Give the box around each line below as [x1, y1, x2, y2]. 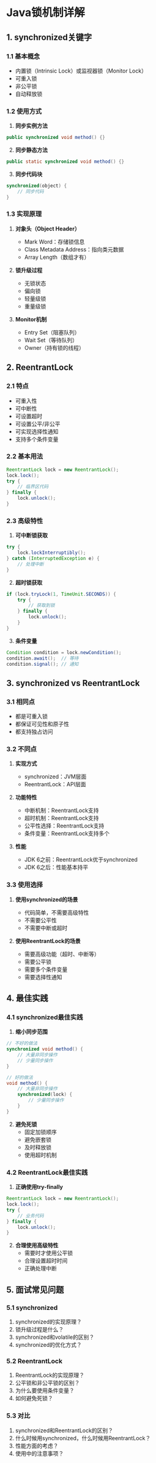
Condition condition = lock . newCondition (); [6, 649, 122, 655]
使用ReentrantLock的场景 [15, 937, 81, 944]
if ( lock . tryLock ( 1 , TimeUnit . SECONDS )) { [6, 591, 116, 597]
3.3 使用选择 [6, 880, 43, 889]
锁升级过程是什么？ [15, 1325, 64, 1333]
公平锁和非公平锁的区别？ [15, 1379, 80, 1387]
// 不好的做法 [6, 1040, 38, 1047]
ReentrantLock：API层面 [24, 781, 86, 788]
